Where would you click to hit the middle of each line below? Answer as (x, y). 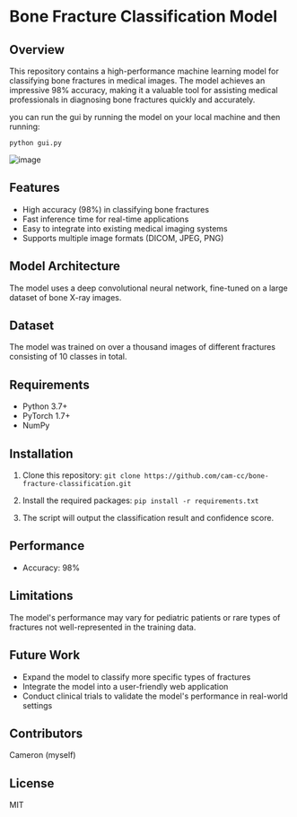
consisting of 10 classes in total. (68, 357)
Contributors (46, 733)
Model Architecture (65, 266)
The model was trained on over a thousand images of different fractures (143, 347)
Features (35, 188)
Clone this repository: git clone (81, 475)
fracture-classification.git (77, 484)
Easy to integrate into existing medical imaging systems (125, 228)
